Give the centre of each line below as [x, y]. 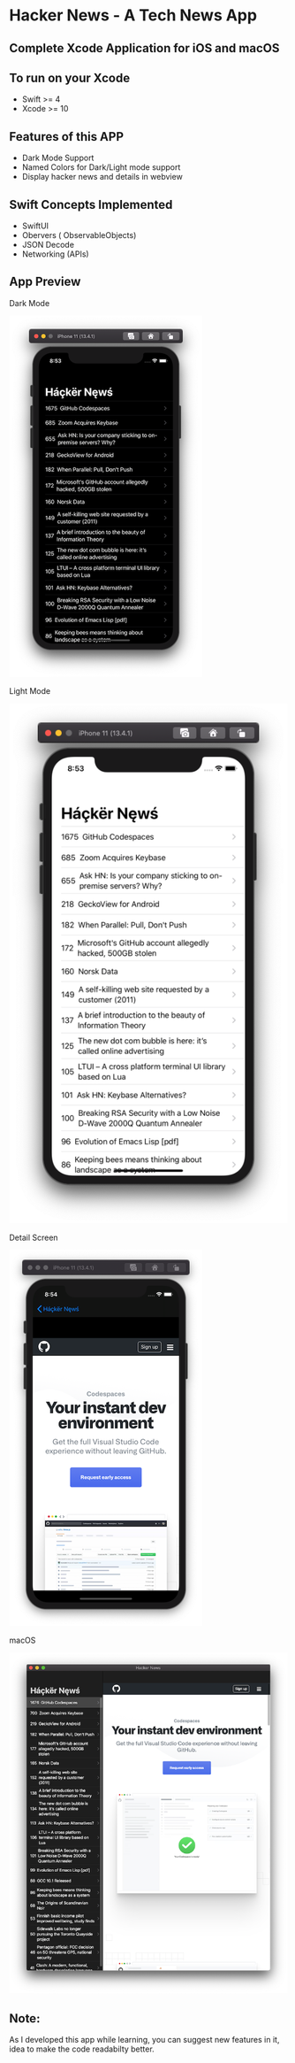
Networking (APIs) [56, 254]
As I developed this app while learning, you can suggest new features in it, [144, 2040]
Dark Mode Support [58, 158]
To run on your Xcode [70, 77]
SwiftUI [35, 226]
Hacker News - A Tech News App [133, 15]
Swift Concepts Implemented [91, 204]
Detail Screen [34, 1238]
